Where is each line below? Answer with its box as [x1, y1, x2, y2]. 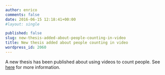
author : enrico [5, 7, 38, 13]
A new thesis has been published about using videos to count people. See [5, 59, 160, 65]
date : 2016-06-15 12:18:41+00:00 [5, 17, 76, 22]
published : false [5, 31, 42, 36]
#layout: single [5, 21, 40, 27]
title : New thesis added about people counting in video [5, 40, 128, 46]
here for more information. [5, 64, 60, 70]
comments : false [5, 12, 40, 17]
